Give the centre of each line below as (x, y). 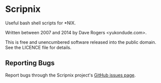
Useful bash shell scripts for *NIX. (40, 23)
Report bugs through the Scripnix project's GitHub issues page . (70, 75)
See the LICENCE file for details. (38, 47)
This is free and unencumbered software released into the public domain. (81, 42)
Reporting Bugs (30, 63)
